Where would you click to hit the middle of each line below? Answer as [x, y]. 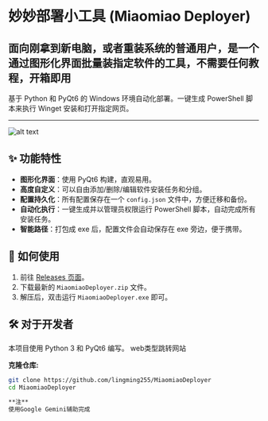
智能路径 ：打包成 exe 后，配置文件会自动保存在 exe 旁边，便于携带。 [133, 229]
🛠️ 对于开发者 [41, 324]
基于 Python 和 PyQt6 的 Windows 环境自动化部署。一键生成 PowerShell [126, 98]
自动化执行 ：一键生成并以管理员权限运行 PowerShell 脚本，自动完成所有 [138, 209]
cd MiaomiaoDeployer [43, 388]
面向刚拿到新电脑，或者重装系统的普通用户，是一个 [134, 48]
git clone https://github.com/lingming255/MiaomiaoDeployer [110, 380]
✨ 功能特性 [35, 158]
